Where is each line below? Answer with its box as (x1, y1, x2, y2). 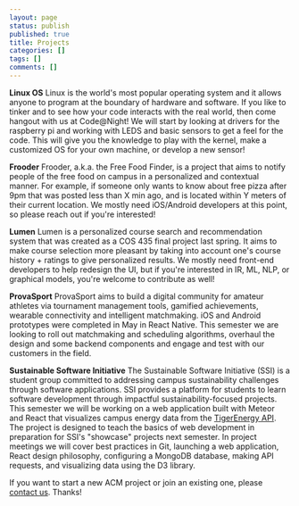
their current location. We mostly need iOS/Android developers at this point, (9, 199, 288, 210)
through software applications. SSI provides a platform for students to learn (9, 384, 287, 394)
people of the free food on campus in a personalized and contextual (9, 170, 260, 181)
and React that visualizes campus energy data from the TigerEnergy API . (9, 412, 277, 423)
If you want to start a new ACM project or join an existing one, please (9, 477, 263, 487)
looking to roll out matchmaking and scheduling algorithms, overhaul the (9, 328, 275, 339)
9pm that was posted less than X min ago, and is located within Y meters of (9, 189, 287, 201)
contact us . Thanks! (9, 486, 82, 497)
